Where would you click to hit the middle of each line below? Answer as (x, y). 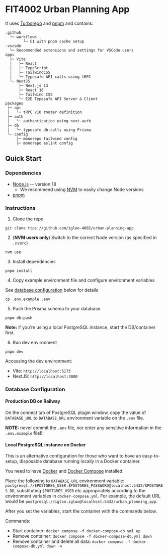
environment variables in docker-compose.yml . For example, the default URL (83, 496)
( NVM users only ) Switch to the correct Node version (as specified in (85, 237)
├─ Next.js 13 (33, 85)
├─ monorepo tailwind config (47, 138)
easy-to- (151, 456)
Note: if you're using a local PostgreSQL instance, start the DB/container (80, 327)
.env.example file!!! (25, 433)
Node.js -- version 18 (34, 184)
